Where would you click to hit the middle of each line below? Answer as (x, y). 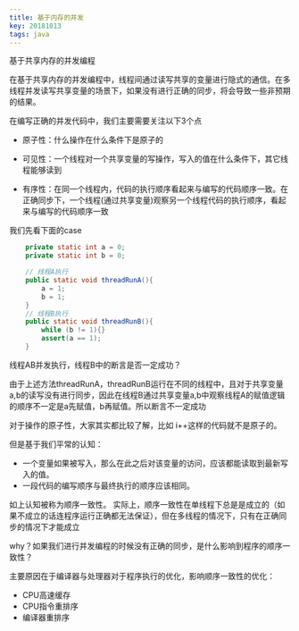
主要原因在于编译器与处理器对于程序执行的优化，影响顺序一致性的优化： (142, 576)
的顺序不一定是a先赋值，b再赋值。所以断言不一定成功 (108, 406)
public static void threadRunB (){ (89, 322)
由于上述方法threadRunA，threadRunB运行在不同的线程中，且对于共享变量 (146, 383)
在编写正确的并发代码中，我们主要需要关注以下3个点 (106, 121)
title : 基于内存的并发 (47, 17)
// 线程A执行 (47, 272)
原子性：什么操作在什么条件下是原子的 (92, 140)
